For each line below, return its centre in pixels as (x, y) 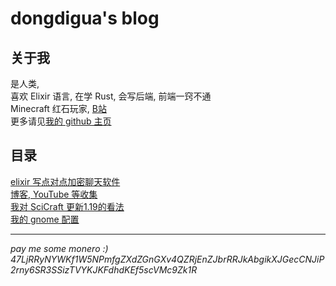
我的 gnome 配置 (45, 219)
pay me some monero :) (59, 248)
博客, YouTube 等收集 (54, 194)
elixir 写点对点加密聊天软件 (65, 181)
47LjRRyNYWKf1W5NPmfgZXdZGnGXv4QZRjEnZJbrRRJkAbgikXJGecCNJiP (167, 259)
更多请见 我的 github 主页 (61, 121)
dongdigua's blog (85, 18)
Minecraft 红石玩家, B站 (58, 108)
